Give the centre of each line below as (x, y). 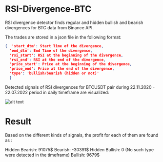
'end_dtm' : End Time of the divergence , (51, 51)
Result (18, 122)
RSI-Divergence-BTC (48, 9)
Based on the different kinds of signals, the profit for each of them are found (82, 135)
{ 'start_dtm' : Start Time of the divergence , (54, 46)
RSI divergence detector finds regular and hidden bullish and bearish (74, 22)
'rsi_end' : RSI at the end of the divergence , (58, 60)
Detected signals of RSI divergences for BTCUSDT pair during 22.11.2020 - (80, 87)
